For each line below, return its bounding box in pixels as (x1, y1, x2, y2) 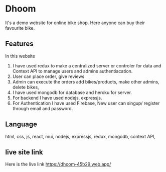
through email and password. (12, 105, 73, 111)
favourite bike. (5, 25, 35, 31)
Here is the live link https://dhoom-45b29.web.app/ (5, 161, 111, 167)
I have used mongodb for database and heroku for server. (12, 89, 132, 96)
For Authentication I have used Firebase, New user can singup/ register (12, 100, 160, 106)
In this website (5, 53, 35, 59)
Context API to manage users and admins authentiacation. (12, 68, 133, 74)
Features (5, 40, 34, 48)
